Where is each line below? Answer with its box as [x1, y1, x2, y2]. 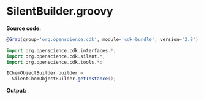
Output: [6, 87, 26, 94]
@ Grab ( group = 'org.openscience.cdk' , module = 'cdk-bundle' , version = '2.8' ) [6, 36, 199, 42]
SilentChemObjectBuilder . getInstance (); [12, 75, 116, 82]
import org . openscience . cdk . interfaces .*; [6, 47, 116, 53]
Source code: [6, 25, 42, 32]
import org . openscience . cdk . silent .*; [6, 53, 105, 60]
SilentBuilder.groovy [6, 4, 113, 18]
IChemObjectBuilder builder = [6, 70, 84, 76]
